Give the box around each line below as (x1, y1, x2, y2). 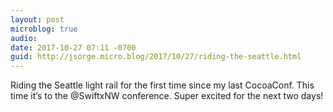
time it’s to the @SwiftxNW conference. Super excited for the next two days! (10, 90, 324, 102)
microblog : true (10, 24, 78, 34)
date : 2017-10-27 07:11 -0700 (10, 42, 137, 53)
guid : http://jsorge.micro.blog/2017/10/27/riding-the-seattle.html (10, 52, 302, 62)
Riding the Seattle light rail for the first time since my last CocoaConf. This (10, 79, 315, 91)
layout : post (10, 14, 65, 25)
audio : (10, 33, 38, 43)
